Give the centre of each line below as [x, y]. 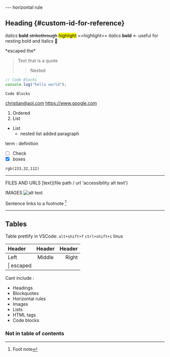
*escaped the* [20, 51]
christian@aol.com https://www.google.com [51, 103]
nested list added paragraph [50, 134]
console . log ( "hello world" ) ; [36, 84]
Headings [23, 288]
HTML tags [24, 315]
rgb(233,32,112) [22, 169]
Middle [46, 257]
